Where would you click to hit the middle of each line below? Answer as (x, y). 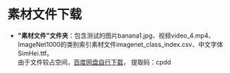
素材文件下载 (45, 15)
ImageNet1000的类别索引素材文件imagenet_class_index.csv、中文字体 (120, 44)
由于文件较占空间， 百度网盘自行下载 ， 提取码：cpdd (94, 62)
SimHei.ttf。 (35, 53)
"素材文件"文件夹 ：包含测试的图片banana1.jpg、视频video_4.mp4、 (116, 35)
